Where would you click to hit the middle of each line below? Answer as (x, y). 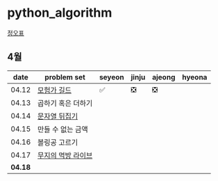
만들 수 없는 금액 (62, 129)
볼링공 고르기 (58, 142)
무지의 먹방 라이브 (65, 155)
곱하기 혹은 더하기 (65, 103)
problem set (65, 77)
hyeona (195, 77)
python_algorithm (60, 13)
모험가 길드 (54, 90)
